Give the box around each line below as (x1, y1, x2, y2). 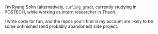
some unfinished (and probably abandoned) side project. (4, 23, 118, 29)
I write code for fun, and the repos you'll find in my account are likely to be (4, 19, 154, 24)
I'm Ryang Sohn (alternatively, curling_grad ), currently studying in (4, 4, 137, 10)
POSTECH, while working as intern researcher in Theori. (4, 9, 117, 15)
